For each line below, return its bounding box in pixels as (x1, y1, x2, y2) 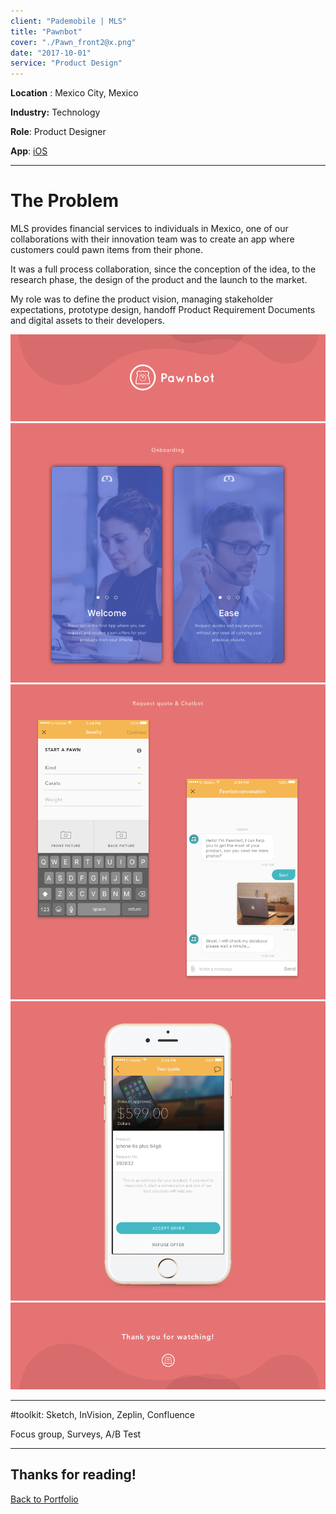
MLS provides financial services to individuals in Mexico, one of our (10, 223, 289, 235)
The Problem (10, 190, 119, 212)
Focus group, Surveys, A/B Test (10, 1428, 142, 1440)
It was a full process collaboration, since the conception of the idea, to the (10, 263, 317, 275)
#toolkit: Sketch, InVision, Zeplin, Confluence (10, 1408, 196, 1420)
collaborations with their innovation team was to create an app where (10, 233, 295, 245)
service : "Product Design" (10, 58, 123, 69)
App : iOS (10, 145, 48, 157)
